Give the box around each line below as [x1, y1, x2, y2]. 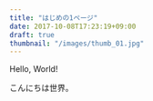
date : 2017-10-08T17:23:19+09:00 [9, 22, 137, 31]
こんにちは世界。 [9, 83, 74, 94]
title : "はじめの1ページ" [9, 13, 98, 23]
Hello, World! [9, 64, 58, 75]
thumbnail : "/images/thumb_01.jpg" [9, 38, 145, 48]
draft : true [9, 30, 55, 39]
